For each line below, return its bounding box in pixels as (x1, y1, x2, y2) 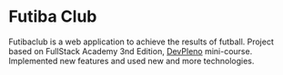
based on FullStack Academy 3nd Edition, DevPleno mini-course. (8, 45, 253, 56)
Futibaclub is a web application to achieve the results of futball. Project (8, 36, 274, 47)
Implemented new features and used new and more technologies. (8, 55, 255, 66)
